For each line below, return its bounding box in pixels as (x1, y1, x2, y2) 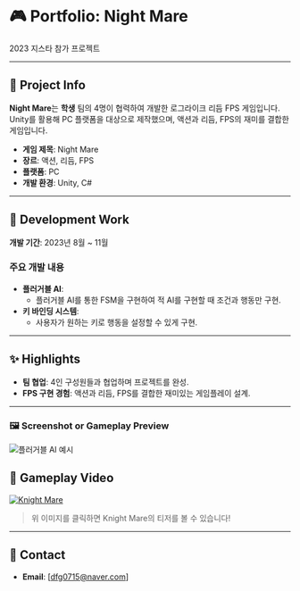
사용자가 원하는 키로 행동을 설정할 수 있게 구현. (35, 317, 198, 328)
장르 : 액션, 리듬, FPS (21, 154, 95, 165)
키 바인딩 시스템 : (21, 305, 79, 316)
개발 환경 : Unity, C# (21, 177, 92, 187)
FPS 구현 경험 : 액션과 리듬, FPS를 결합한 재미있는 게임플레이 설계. (21, 387, 251, 398)
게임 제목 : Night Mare (21, 144, 99, 154)
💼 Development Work (9, 212, 129, 228)
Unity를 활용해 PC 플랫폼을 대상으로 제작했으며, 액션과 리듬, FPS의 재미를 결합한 (9, 113, 290, 124)
